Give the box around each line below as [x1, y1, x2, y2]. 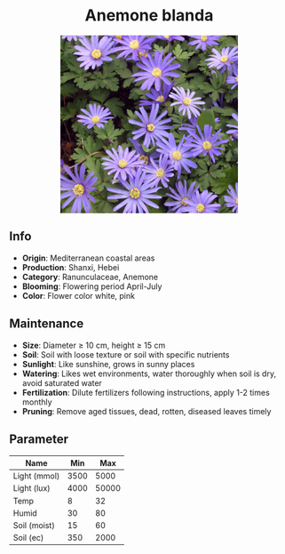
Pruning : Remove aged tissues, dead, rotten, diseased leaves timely [21, 405, 272, 416]
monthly [21, 397, 52, 407]
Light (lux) [12, 483, 51, 494]
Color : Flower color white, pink [21, 290, 136, 301]
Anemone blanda [84, 5, 214, 26]
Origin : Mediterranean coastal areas [21, 253, 155, 263]
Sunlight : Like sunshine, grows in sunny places [21, 358, 195, 369]
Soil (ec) [12, 533, 44, 543]
